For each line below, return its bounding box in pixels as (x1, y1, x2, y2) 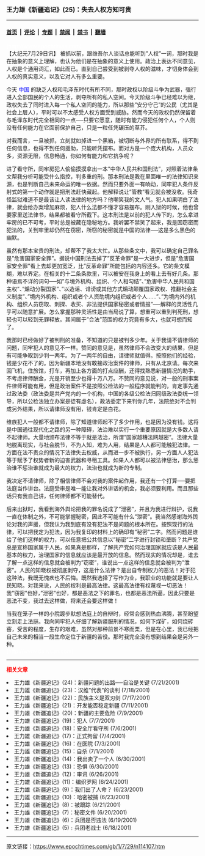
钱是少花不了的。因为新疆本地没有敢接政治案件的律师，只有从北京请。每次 (6, 359, 193, 366)
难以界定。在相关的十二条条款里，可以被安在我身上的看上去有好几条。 (16, 270, 193, 277)
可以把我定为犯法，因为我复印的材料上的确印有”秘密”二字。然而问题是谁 (16, 528, 198, 536)
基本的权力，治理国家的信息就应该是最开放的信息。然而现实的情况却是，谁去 (6, 551, 199, 558)
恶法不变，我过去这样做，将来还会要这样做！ (6, 597, 119, 604)
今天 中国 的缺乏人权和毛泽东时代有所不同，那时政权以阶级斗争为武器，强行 (6, 86, 196, 93)
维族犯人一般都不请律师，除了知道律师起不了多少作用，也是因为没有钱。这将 (6, 418, 199, 426)
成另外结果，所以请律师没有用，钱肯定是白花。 (6, 405, 124, 412)
